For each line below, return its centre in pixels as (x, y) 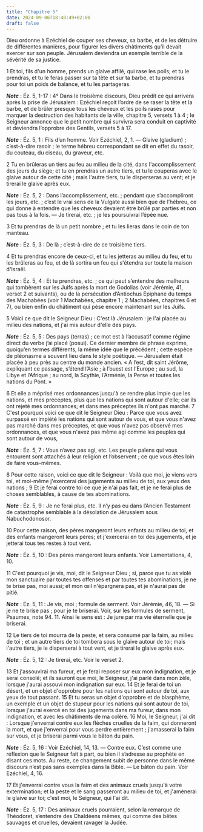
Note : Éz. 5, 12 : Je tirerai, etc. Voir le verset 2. (65, 660)
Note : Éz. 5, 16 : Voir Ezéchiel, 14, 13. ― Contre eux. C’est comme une (94, 748)
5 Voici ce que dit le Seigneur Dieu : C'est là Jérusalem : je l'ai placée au (96, 319)
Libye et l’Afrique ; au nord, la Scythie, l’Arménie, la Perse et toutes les (93, 375)
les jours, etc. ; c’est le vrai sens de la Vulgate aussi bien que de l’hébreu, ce (101, 202)
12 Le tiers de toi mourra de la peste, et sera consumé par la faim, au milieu (100, 635)
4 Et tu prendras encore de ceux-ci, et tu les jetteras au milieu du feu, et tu (99, 256)
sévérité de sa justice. (34, 60)
